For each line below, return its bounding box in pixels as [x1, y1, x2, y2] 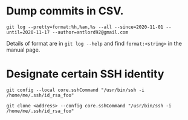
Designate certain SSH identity [6, 67, 164, 81]
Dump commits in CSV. [6, 4, 124, 18]
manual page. [6, 46, 41, 53]
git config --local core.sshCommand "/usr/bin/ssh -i [6, 87, 145, 93]
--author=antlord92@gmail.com [52, 29, 129, 35]
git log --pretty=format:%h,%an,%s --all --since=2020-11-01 [6, 24, 164, 30]
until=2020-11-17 [6, 29, 50, 35]
